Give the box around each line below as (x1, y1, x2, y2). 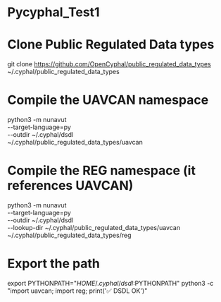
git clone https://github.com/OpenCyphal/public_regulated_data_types (7, 60, 211, 68)
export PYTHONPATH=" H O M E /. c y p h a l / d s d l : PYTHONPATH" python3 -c (7, 279, 214, 287)
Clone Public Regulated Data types (7, 37, 215, 53)
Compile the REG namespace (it (7, 163, 196, 179)
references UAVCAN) (7, 178, 134, 194)
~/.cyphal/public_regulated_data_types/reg (7, 231, 132, 239)
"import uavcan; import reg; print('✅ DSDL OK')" (7, 286, 148, 295)
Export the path (7, 255, 100, 272)
